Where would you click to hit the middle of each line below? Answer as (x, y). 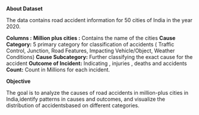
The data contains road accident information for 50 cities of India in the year (99, 20)
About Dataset (24, 9)
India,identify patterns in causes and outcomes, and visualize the (86, 99)
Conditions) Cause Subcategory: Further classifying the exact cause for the (99, 57)
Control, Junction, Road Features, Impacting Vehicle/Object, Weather (91, 51)
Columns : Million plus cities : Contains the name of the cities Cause (91, 38)
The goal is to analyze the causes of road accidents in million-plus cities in (97, 93)
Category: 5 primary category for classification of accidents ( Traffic (90, 44)
